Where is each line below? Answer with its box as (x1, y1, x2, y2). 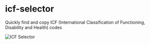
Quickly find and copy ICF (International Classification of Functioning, (5, 19, 146, 25)
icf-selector (5, 3, 54, 15)
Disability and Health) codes (5, 24, 62, 30)
